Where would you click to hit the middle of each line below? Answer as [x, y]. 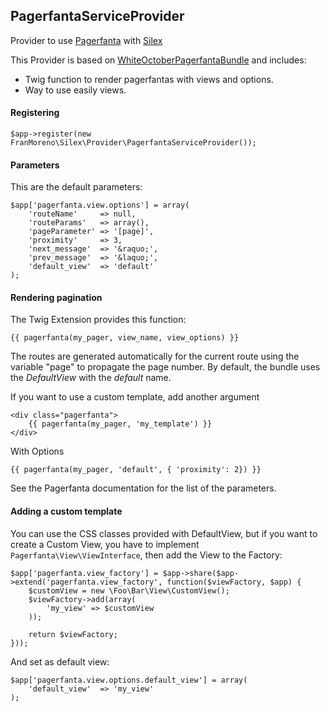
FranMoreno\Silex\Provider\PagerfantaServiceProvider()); [133, 143]
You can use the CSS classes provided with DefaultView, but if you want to [164, 533]
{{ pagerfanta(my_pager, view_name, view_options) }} [125, 338]
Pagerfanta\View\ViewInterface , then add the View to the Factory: [146, 555]
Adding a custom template [66, 511]
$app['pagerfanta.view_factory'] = [84, 573]
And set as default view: [60, 661]
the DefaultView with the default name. [91, 378]
